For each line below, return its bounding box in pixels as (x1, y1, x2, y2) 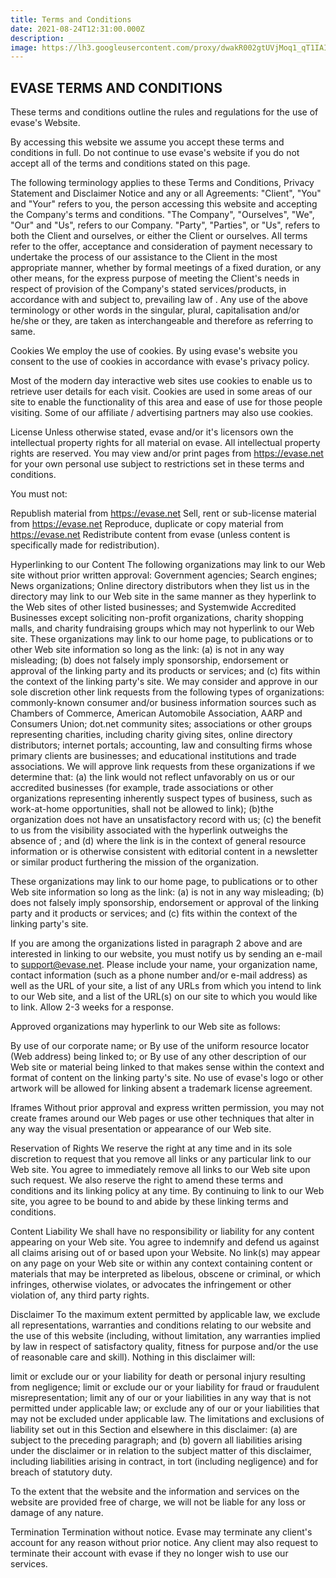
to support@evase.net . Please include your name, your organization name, (10, 959, 318, 971)
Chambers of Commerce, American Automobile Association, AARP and (10, 707, 303, 720)
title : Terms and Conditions (10, 14, 132, 25)
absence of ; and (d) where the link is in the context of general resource (10, 835, 307, 847)
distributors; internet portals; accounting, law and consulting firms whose (10, 739, 313, 751)
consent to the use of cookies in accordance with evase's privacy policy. (10, 356, 310, 368)
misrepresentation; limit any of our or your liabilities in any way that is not (10, 1392, 312, 1404)
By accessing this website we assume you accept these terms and (10, 136, 285, 148)
